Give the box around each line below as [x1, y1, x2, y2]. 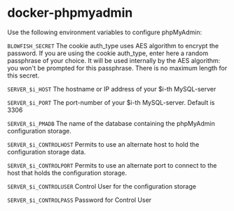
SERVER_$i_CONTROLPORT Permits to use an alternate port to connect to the [7, 161, 217, 169]
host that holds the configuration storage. [7, 168, 128, 177]
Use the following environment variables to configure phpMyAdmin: [7, 28, 202, 36]
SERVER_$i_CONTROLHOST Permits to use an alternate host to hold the [7, 140, 200, 148]
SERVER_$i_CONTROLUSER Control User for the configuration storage [7, 182, 196, 190]
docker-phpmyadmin [7, 5, 133, 21]
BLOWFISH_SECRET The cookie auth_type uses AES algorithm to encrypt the [7, 41, 219, 50]
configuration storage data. [7, 147, 86, 156]
